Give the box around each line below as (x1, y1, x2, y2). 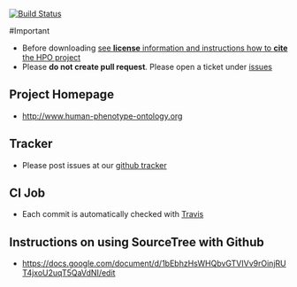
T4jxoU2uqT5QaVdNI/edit (21, 268, 116, 278)
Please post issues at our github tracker (21, 159, 167, 170)
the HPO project (21, 52, 81, 62)
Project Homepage (9, 87, 115, 102)
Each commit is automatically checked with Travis (21, 209, 204, 220)
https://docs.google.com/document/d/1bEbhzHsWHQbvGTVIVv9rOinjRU (21, 258, 286, 269)
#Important (9, 26, 50, 35)
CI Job (9, 186, 46, 201)
